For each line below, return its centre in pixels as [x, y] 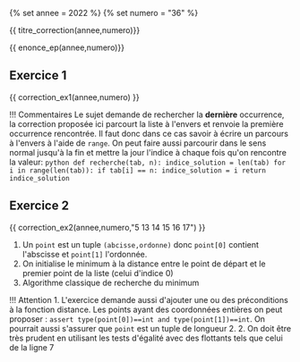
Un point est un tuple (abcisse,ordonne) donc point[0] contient [141, 244]
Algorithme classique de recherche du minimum [111, 282]
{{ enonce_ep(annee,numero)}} [67, 47]
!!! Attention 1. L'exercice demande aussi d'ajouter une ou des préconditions [149, 299]
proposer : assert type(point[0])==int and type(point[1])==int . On [137, 319]
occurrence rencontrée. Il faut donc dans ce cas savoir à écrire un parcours [149, 133]
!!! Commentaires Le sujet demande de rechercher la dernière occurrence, [147, 114]
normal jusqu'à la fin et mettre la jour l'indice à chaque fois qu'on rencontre [148, 152]
